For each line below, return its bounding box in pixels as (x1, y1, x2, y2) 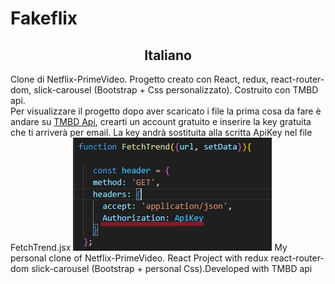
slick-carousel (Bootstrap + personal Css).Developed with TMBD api (31, 263, 313, 274)
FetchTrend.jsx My (10, 242, 288, 253)
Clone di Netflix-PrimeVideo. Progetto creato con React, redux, (10, 73, 269, 85)
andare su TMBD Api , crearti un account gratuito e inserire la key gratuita (10, 116, 312, 127)
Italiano (144, 47, 192, 64)
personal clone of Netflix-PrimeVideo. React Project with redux (10, 252, 269, 264)
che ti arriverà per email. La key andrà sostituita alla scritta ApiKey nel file (10, 127, 313, 138)
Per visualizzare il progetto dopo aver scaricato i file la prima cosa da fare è (10, 105, 322, 117)
